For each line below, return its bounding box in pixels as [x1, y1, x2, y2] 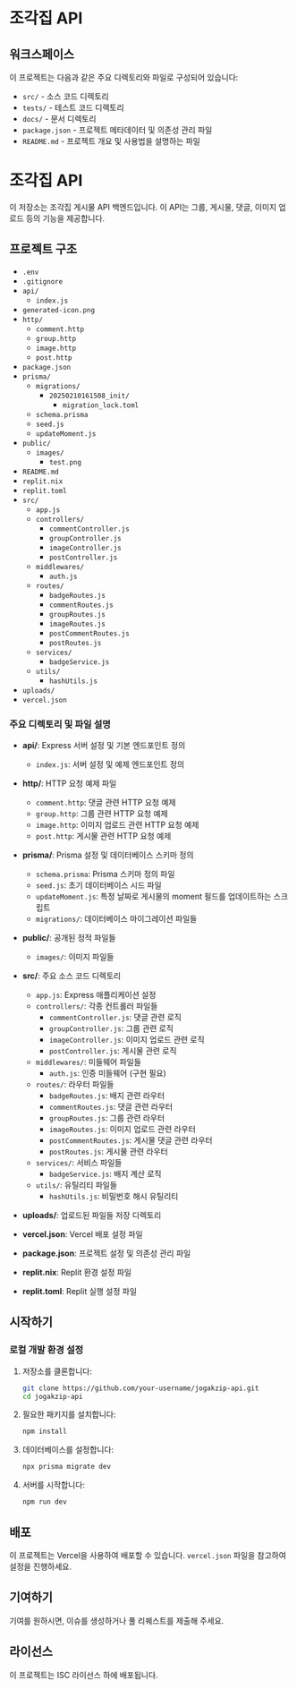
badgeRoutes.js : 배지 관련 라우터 [48, 1090, 165, 1101]
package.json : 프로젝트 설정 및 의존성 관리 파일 [21, 1248, 191, 1258]
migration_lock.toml [62, 400, 140, 410]
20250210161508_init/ [48, 391, 130, 400]
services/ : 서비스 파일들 [35, 1157, 123, 1168]
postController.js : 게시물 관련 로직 [48, 1045, 177, 1056]
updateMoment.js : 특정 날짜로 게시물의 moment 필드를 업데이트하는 [35, 891, 272, 902]
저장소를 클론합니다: [21, 1366, 92, 1377]
